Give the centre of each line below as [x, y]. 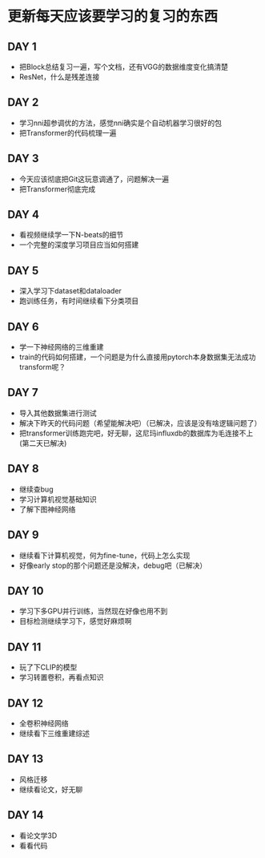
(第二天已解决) [43, 443]
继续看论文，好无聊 [51, 789]
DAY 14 [26, 815]
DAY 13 [26, 759]
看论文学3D [38, 836]
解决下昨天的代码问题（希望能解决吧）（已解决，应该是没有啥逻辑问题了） [140, 423]
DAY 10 [26, 591]
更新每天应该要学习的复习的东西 [113, 16]
